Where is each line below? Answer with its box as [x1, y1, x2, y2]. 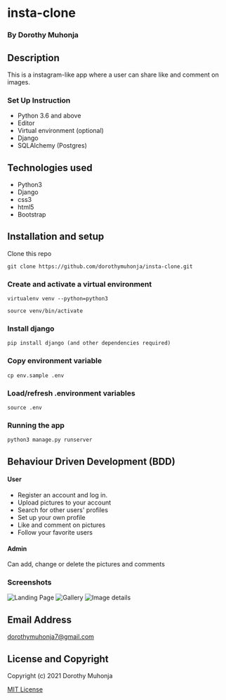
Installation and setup [7, 231, 105, 243]
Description [7, 51, 60, 64]
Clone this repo [7, 249, 52, 257]
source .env [7, 405, 42, 412]
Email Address [7, 613, 72, 625]
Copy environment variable [7, 356, 102, 366]
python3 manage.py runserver [7, 436, 93, 444]
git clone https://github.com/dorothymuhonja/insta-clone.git [7, 262, 193, 270]
